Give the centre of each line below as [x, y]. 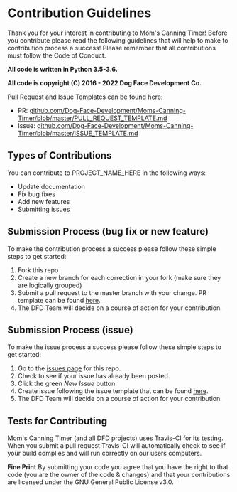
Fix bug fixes [36, 194]
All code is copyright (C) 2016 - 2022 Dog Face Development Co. [105, 82]
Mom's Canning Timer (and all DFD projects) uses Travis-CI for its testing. [115, 438]
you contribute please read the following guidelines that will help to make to [118, 40]
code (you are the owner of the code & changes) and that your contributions [119, 475]
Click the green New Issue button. [67, 384]
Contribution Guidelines [79, 13]
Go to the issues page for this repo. [69, 368]
